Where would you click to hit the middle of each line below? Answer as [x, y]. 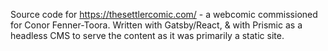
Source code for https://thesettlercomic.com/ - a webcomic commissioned [164, 14]
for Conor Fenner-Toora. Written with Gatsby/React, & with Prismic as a [156, 25]
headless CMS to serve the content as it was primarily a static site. [147, 35]
